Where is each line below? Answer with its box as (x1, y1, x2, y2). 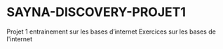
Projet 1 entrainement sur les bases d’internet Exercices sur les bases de (6, 27, 217, 36)
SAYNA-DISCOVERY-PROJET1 (6, 4, 187, 20)
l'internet (6, 34, 33, 43)
